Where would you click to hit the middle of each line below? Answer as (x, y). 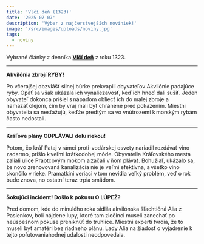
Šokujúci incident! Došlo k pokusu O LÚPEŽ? (63, 197)
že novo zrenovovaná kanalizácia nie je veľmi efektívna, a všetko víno (93, 167)
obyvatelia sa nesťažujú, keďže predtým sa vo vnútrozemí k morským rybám (102, 112)
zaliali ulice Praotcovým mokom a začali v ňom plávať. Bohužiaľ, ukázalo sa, (101, 160)
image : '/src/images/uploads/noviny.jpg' (59, 29)
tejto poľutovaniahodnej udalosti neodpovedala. (66, 235)
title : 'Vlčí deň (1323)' (39, 12)
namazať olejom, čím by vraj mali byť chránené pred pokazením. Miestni (96, 106)
